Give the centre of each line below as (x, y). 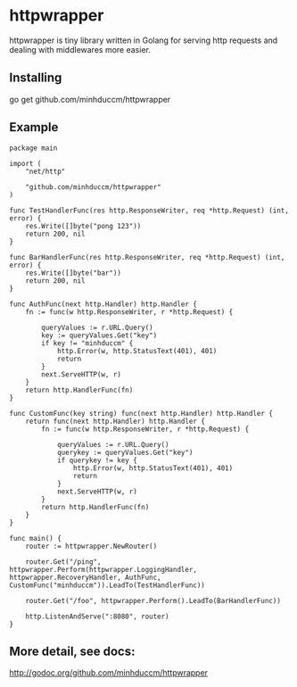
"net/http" (45, 171)
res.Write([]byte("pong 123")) (83, 226)
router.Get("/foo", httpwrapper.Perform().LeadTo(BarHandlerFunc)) (153, 600)
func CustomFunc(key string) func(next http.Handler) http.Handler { (141, 413)
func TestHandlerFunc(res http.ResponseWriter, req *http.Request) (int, (149, 211)
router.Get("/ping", (63, 562)
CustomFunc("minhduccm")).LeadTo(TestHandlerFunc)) (107, 585)
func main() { (36, 538)
